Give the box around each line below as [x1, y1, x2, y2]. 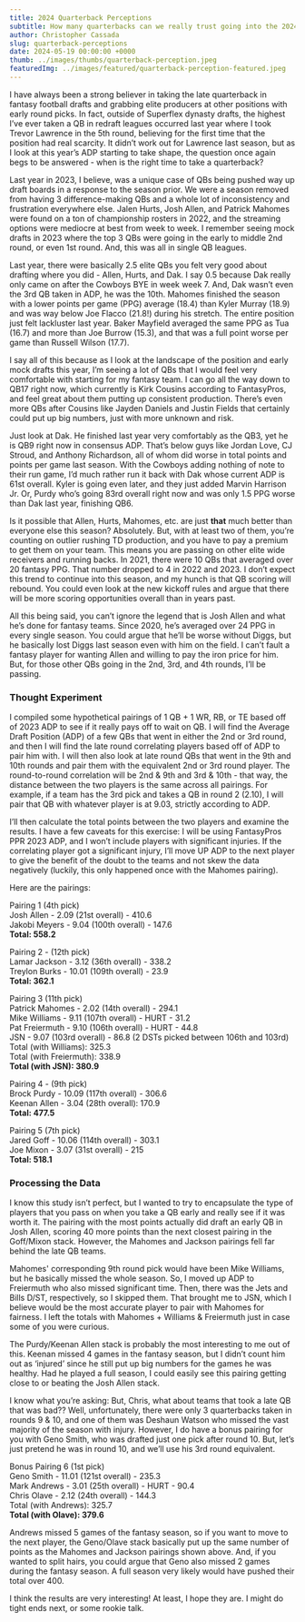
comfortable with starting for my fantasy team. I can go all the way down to [9, 374, 290, 385]
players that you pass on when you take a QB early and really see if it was [9, 1207, 286, 1218]
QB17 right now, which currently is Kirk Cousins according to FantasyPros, [9, 383, 287, 394]
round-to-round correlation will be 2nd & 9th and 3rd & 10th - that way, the [9, 770, 289, 781]
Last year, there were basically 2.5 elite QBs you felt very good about [9, 259, 268, 270]
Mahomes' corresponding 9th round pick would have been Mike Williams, [9, 1264, 285, 1274]
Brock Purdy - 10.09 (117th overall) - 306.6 [9, 1088, 168, 1099]
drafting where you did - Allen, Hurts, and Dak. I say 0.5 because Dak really [9, 269, 291, 280]
